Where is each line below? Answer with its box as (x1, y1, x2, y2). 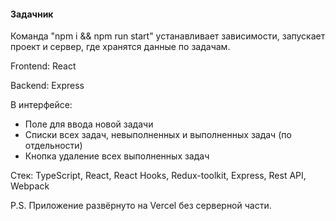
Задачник (10, 8, 54, 20)
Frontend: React (10, 60, 77, 72)
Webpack (10, 180, 50, 192)
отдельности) (24, 140, 83, 152)
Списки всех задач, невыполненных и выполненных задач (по (24, 129, 292, 141)
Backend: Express (10, 80, 85, 92)
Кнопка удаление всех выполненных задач (24, 150, 210, 162)
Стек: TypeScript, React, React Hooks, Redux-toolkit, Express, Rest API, (10, 170, 307, 182)
